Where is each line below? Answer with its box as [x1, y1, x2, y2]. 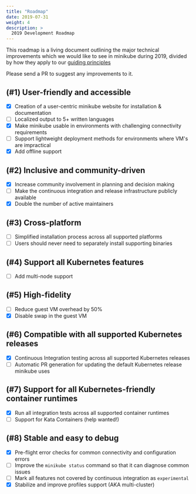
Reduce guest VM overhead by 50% [14, 305, 103, 312]
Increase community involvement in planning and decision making [14, 181, 175, 188]
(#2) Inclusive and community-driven [6, 165, 146, 175]
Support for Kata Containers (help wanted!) [14, 415, 119, 423]
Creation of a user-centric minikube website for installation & [14, 103, 162, 110]
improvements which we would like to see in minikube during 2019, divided [6, 53, 187, 60]
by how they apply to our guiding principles [6, 59, 111, 66]
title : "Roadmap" [6, 8, 49, 15]
